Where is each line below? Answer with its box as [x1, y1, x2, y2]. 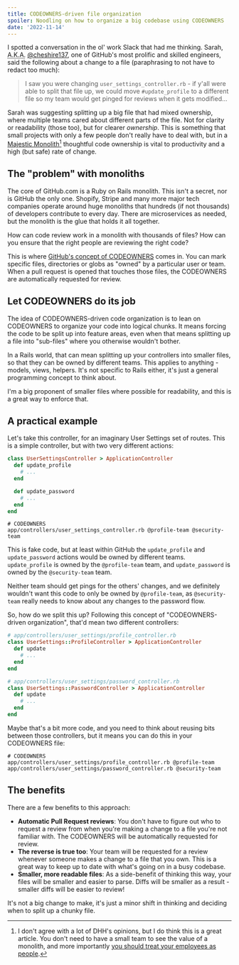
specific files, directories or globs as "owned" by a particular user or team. [7, 259, 226, 268]
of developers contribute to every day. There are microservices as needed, [7, 209, 228, 217]
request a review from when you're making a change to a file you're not [17, 824, 228, 833]
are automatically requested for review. [7, 274, 122, 283]
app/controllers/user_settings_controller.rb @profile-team [7, 527, 190, 534]
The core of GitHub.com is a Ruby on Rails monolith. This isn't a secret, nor [7, 186, 228, 195]
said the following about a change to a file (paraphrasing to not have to [7, 58, 215, 67]
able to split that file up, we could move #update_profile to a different [24, 87, 229, 96]
